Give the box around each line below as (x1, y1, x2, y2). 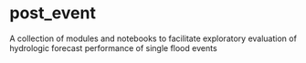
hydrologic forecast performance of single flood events (9, 42, 217, 53)
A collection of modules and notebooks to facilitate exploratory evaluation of (9, 33, 297, 44)
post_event (9, 3, 96, 24)
